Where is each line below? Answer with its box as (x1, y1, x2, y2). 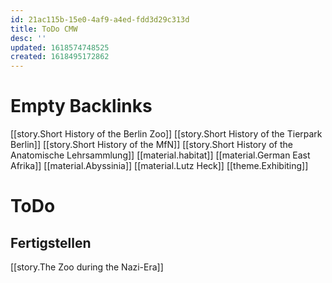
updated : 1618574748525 (10, 42, 110, 53)
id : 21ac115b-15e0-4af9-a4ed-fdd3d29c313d (10, 14, 190, 25)
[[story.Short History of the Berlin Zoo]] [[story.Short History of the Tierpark (10, 128, 323, 140)
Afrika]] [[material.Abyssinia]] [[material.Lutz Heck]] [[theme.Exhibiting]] (10, 160, 309, 172)
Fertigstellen (10, 234, 92, 251)
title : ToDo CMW (10, 24, 78, 34)
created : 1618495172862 (10, 52, 110, 62)
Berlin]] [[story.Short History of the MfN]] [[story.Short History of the (10, 139, 293, 151)
